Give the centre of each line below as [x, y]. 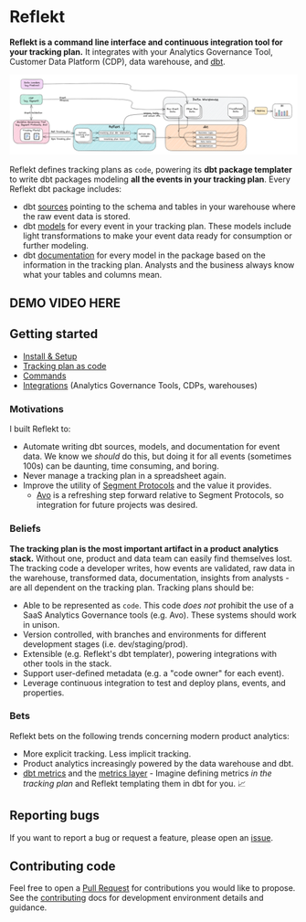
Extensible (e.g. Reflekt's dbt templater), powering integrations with [149, 653]
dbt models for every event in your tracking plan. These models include [157, 226]
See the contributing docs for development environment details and [137, 898]
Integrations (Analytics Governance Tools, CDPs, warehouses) [140, 385]
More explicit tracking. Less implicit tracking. [107, 753]
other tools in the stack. [67, 663]
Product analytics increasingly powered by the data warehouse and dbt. [158, 763]
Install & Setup [50, 356]
